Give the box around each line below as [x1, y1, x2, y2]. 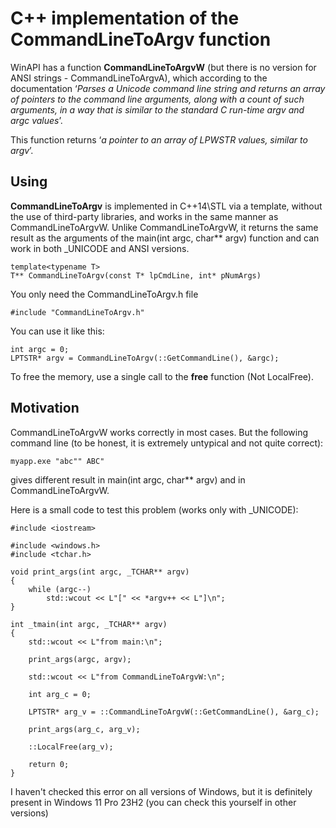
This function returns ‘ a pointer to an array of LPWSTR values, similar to [10, 133, 308, 146]
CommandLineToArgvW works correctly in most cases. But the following [10, 426, 309, 438]
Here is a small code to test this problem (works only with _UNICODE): [10, 503, 299, 516]
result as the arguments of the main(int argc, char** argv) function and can [10, 232, 320, 244]
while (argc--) [28, 584, 92, 594]
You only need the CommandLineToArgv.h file [10, 288, 199, 300]
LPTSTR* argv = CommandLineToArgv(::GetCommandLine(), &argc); [10, 353, 280, 363]
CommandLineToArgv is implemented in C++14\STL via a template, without [10, 200, 323, 212]
